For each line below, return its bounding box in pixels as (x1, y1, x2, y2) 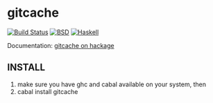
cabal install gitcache (17, 87, 78, 95)
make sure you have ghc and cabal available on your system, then (17, 80, 207, 88)
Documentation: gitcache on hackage (7, 41, 114, 49)
